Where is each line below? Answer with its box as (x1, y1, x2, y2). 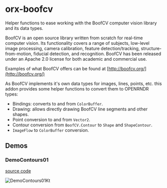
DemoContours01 (5, 157, 49, 164)
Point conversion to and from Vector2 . (12, 116, 91, 122)
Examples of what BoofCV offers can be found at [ (5, 66, 109, 72)
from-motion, (5, 51, 32, 57)
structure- (141, 45, 162, 51)
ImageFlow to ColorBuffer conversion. (12, 127, 89, 133)
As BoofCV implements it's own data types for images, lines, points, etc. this (5, 81, 162, 87)
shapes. (12, 111, 29, 117)
